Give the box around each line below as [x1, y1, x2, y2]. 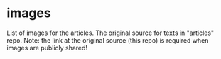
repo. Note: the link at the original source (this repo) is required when [6, 36, 209, 44]
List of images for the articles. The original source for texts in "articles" [6, 28, 215, 37]
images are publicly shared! [6, 43, 88, 52]
